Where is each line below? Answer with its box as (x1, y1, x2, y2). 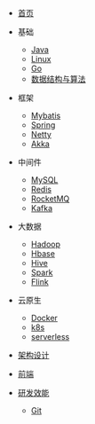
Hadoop (30, 239, 60, 249)
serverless (30, 332, 70, 342)
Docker (30, 313, 58, 323)
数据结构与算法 (30, 74, 86, 84)
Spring (30, 120, 56, 130)
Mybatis (30, 110, 61, 121)
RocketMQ (30, 193, 70, 204)
